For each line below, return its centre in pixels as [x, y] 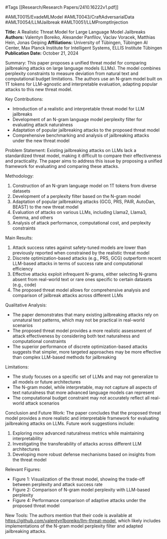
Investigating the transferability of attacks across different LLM [77, 444]
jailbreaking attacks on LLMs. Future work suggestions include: [70, 423]
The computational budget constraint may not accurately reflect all [81, 398]
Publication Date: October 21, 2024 [42, 53]
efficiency [23, 269]
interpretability [27, 438]
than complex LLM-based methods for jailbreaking [64, 357]
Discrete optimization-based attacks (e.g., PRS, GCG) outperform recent [86, 258]
